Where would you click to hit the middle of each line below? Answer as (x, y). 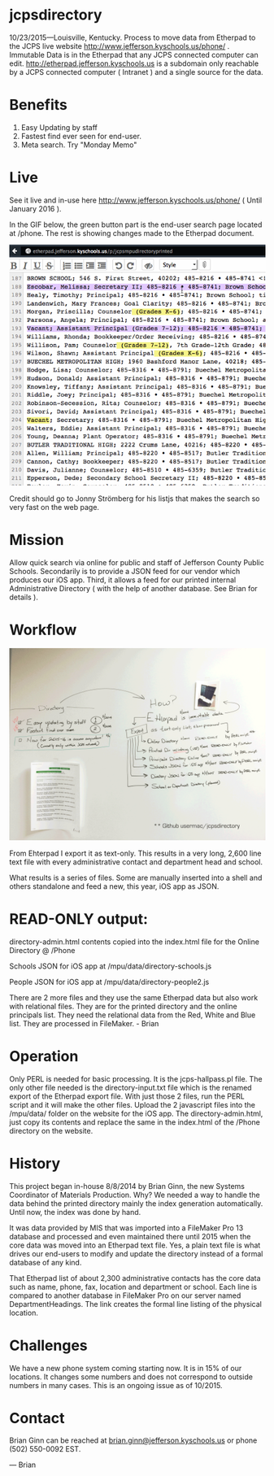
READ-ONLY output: (79, 919)
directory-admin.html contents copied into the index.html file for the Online (134, 942)
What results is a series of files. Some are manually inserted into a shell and (136, 877)
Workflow (43, 630)
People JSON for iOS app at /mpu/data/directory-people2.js (109, 982)
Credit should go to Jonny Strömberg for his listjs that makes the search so (135, 499)
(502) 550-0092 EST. (45, 1449)
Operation (44, 1056)
